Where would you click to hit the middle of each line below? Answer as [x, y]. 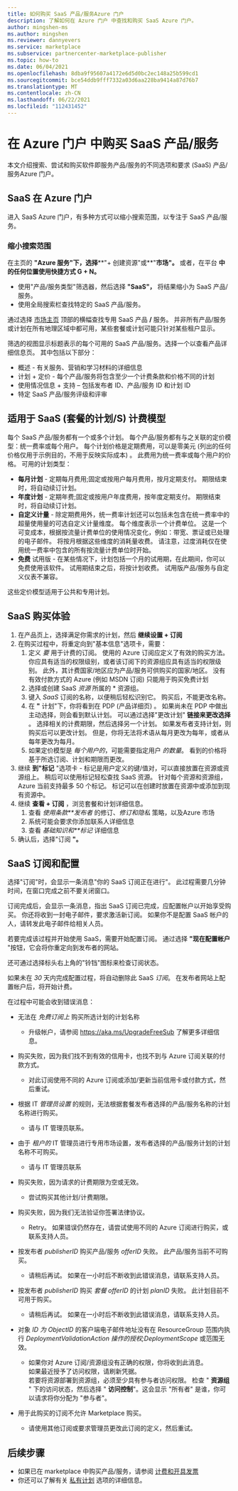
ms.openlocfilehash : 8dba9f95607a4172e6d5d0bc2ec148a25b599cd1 [103, 73]
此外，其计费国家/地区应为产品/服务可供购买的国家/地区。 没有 [134, 670]
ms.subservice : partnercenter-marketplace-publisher [87, 54]
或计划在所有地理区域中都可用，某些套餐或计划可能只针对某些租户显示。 [113, 328]
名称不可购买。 [39, 1152]
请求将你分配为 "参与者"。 [73, 1398]
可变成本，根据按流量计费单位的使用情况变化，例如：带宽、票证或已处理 [123, 532]
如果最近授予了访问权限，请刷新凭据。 [84, 1372]
